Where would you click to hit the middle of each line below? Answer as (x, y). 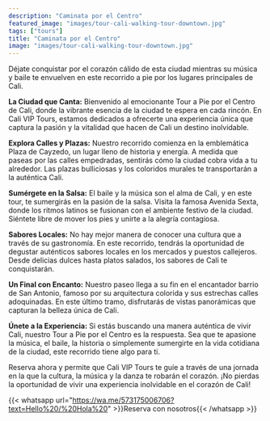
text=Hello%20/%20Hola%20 (58, 409)
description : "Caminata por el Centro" (76, 16)
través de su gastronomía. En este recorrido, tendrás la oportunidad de (127, 243)
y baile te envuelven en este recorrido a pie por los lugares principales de (131, 78)
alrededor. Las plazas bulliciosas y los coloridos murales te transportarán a (133, 169)
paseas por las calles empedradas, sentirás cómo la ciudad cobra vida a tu (133, 160)
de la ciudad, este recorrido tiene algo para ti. (84, 352)
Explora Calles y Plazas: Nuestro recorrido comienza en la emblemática (129, 143)
